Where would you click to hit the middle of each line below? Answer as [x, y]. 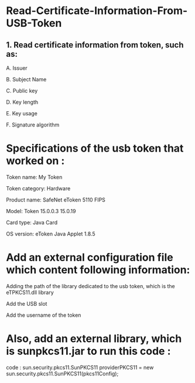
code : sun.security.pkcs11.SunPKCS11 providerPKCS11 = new [80, 367]
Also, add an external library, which [94, 339]
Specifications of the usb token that [95, 148]
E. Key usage [22, 113]
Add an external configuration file [90, 257]
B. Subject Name [26, 79]
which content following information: [98, 270]
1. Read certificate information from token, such [95, 45]
